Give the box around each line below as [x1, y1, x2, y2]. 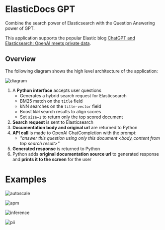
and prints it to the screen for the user [12, 156, 92, 162]
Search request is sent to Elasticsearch [12, 119, 93, 125]
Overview [5, 55, 36, 63]
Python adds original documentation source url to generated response [12, 151, 159, 157]
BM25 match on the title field [19, 98, 83, 104]
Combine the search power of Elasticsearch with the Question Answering [5, 20, 155, 26]
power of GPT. [5, 25, 35, 31]
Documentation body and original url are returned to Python [12, 124, 138, 130]
